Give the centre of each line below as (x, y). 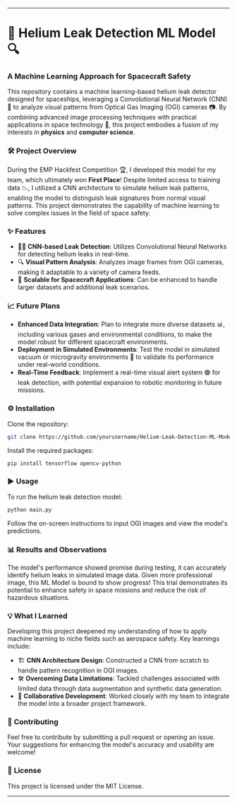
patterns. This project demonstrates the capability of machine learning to (114, 205)
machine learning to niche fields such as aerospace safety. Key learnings (114, 639)
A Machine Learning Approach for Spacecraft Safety (99, 76)
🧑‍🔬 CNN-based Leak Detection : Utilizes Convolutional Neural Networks (122, 247)
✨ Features (27, 231)
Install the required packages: (50, 450)
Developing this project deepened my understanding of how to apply (107, 631)
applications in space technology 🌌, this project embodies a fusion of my (113, 125)
